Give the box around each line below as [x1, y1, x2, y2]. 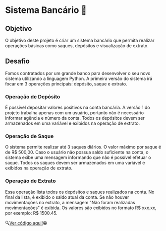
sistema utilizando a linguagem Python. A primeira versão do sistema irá [5, 76, 153, 81]
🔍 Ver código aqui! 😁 [5, 220, 48, 226]
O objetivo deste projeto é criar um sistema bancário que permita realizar [5, 37, 155, 43]
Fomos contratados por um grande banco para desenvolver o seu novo [5, 70, 151, 76]
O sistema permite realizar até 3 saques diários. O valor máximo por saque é [5, 144, 162, 150]
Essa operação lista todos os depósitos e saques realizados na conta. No [5, 189, 155, 195]
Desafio [5, 57, 30, 66]
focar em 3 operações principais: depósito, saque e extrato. [5, 80, 127, 86]
